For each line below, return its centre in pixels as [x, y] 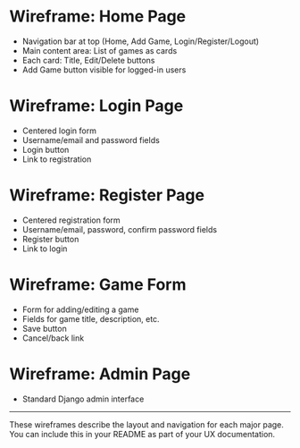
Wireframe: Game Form [98, 284]
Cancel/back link [53, 338]
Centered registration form [71, 220]
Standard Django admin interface [83, 399]
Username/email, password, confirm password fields [119, 229]
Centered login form [59, 131]
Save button [44, 328]
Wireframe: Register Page [107, 195]
